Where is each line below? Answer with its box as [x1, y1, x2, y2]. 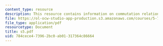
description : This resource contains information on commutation [5, 11, 140, 16]
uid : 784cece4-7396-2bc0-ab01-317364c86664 [5, 34, 95, 39]
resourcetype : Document [5, 25, 53, 30]
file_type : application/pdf [5, 20, 62, 25]
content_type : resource [5, 7, 53, 12]
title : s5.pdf [5, 29, 34, 34]
